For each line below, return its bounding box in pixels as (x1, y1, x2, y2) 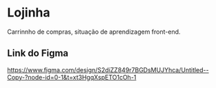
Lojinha (7, 5, 50, 21)
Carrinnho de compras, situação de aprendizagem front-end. (7, 27, 181, 36)
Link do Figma (7, 47, 69, 59)
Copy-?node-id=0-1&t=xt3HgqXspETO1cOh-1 (7, 73, 137, 81)
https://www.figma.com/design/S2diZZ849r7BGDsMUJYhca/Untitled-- (7, 65, 209, 74)
